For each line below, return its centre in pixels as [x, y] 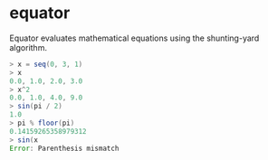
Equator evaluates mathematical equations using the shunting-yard [134, 38]
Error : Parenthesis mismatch [64, 148]
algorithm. [29, 47]
